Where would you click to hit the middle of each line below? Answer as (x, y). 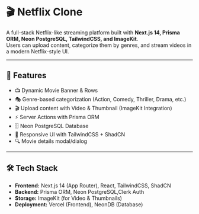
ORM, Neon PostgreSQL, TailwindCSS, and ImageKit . (72, 39)
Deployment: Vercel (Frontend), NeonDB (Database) (79, 204)
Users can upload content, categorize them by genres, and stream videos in (99, 45)
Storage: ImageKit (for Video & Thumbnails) (68, 198)
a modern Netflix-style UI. (38, 51)
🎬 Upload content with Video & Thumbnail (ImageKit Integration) (93, 108)
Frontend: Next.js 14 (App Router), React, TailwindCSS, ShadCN (93, 186)
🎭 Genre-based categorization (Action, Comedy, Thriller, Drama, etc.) (100, 99)
